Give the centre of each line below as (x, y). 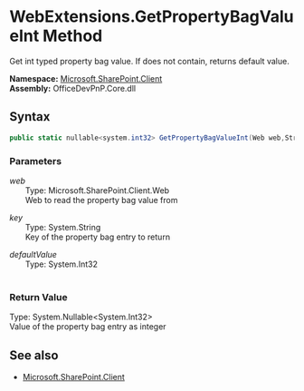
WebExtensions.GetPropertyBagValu (152, 17)
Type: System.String (63, 227)
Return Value (38, 297)
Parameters (35, 161)
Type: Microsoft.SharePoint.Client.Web (98, 190)
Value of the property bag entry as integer (88, 327)
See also (34, 355)
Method (72, 36)
